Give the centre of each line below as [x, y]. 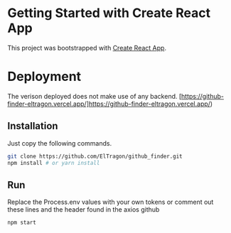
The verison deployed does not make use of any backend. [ [95, 96]
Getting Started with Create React [109, 13]
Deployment [44, 77]
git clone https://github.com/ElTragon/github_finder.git [95, 156]
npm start [22, 223]
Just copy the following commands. [60, 143]
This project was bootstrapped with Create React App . [87, 48]
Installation [33, 126]
